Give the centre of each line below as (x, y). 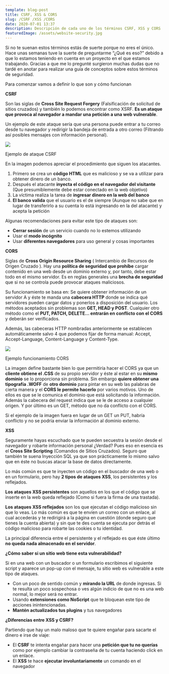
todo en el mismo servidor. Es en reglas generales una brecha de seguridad (84, 277)
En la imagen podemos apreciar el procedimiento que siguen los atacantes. (83, 164)
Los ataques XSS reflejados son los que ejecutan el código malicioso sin (81, 507)
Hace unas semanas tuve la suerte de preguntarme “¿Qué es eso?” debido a (84, 53)
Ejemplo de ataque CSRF (31, 154)
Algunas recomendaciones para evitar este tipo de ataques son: (71, 221)
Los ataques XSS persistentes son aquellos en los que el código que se (80, 492)
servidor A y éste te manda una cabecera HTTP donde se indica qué (76, 297)
